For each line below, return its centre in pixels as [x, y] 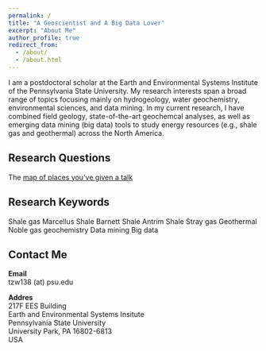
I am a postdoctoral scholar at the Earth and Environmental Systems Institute [133, 82]
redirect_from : [33, 45]
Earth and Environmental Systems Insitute [76, 314]
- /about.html [39, 60]
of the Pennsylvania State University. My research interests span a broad [127, 91]
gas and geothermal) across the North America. [86, 133]
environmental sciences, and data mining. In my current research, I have [126, 107]
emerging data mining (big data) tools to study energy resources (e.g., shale [133, 125]
